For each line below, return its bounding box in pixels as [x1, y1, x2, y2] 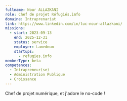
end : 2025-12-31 [14, 35, 48, 40]
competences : [5, 63, 32, 68]
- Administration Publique [9, 72, 65, 77]
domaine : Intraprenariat [5, 16, 56, 21]
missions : [5, 26, 26, 31]
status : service [14, 40, 48, 45]
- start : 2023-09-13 [9, 30, 52, 35]
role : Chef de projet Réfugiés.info [5, 12, 81, 17]
